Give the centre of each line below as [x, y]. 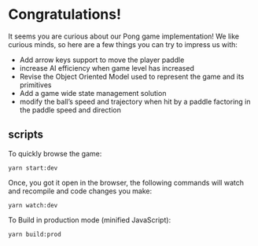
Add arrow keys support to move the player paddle [102, 60]
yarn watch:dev [33, 205]
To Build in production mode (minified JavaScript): [90, 220]
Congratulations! [65, 15]
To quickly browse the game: [55, 153]
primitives [35, 85]
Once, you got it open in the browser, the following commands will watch [126, 182]
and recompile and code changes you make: [80, 191]
